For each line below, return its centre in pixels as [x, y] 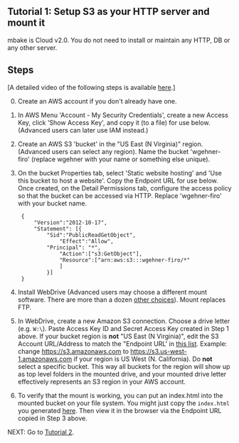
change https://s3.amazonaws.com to [73, 351]
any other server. [32, 47]
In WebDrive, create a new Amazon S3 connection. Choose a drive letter [124, 321]
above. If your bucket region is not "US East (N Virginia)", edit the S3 [118, 336]
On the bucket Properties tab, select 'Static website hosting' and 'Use [119, 173]
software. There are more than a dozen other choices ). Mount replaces [122, 300]
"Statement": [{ [58, 229]
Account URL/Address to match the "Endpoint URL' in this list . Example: [122, 343]
